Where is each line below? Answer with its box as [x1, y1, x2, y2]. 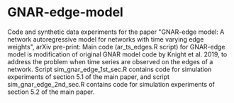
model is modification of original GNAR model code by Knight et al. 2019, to [7, 50, 228, 59]
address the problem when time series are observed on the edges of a [7, 57, 213, 66]
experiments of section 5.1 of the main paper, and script [7, 72, 170, 81]
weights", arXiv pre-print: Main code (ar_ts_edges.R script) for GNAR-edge [7, 42, 225, 51]
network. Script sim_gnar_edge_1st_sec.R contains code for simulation [7, 65, 212, 73]
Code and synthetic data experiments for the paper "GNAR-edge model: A [7, 28, 225, 36]
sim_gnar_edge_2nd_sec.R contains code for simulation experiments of [7, 80, 215, 88]
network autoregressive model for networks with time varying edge [7, 35, 204, 43]
